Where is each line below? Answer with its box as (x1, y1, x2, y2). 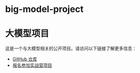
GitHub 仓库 (12, 56, 37, 62)
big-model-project (5, 3, 84, 15)
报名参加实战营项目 (12, 62, 52, 68)
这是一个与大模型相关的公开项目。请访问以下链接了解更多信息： (5, 45, 136, 51)
